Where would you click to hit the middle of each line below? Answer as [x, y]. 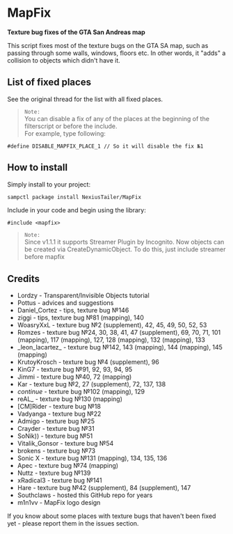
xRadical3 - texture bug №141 [59, 480]
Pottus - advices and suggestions [65, 303]
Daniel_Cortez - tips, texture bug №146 [73, 311]
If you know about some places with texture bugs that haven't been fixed [112, 516]
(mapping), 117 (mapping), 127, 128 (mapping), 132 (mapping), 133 [111, 340]
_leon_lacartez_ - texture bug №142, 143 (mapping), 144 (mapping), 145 [120, 347]
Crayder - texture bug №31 [56, 429]
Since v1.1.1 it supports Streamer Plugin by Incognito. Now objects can [124, 242]
